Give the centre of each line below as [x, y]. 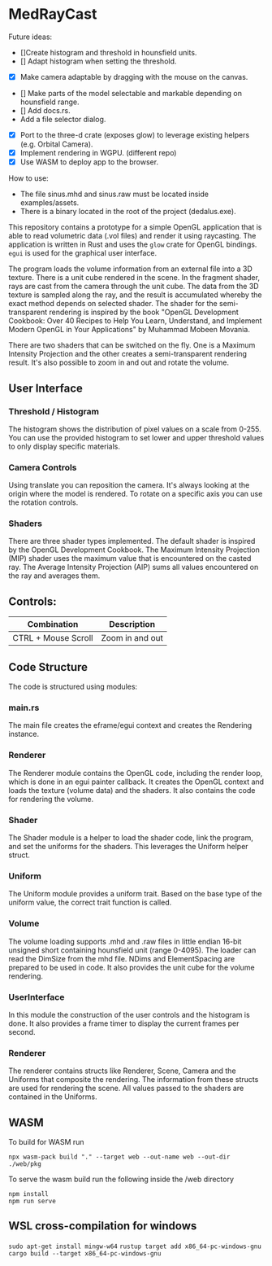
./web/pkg [25, 1164]
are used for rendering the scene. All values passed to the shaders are [126, 1089]
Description [132, 624]
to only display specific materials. [64, 446]
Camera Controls [43, 467]
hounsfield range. [50, 102]
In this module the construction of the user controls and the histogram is [129, 1014]
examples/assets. [50, 203]
